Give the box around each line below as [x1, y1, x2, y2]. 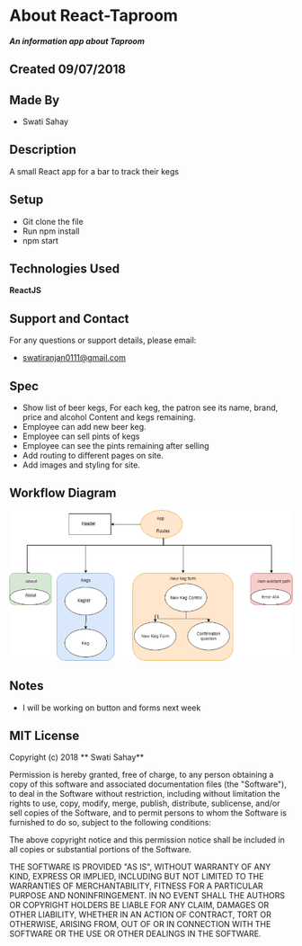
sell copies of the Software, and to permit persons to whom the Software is [9, 808, 288, 818]
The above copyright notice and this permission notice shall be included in [9, 834, 285, 845]
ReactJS [9, 285, 42, 296]
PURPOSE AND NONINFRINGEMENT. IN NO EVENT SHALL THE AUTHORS [9, 890, 286, 901]
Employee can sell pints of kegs [22, 431, 140, 442]
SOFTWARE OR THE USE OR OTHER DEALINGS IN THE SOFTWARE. [9, 928, 262, 940]
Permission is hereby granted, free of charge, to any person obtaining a [9, 770, 274, 781]
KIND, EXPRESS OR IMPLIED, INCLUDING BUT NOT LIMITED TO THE [9, 871, 264, 882]
